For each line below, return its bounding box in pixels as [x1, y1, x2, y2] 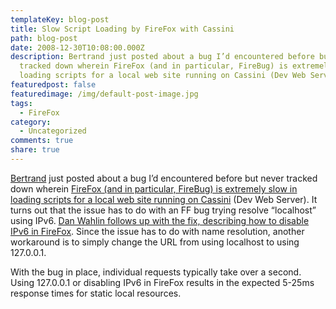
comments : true [10, 136, 74, 146]
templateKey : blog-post [10, 14, 110, 25]
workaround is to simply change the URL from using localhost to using [10, 236, 300, 248]
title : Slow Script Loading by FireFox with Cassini [10, 24, 235, 34]
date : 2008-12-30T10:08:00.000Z [10, 42, 145, 53]
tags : [10, 98, 33, 108]
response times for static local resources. [10, 287, 182, 299]
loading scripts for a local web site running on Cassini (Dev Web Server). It [10, 193, 318, 205]
